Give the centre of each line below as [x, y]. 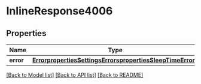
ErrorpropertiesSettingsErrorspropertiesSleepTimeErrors [115, 60]
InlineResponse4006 [60, 11]
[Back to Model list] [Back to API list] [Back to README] [75, 75]
